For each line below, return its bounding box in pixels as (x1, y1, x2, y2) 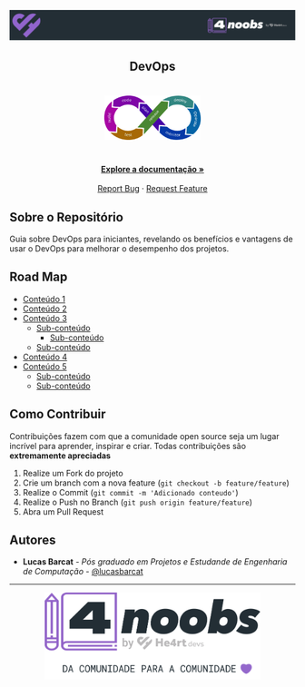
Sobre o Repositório (9, 210, 124, 225)
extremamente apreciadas (9, 450, 112, 461)
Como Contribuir (9, 407, 106, 422)
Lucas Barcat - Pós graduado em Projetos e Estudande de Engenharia (22, 556, 288, 567)
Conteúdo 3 (22, 312, 68, 323)
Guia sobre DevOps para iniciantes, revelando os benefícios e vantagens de (9, 233, 293, 245)
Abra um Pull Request (22, 505, 104, 517)
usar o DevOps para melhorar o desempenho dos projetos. (9, 243, 230, 254)
